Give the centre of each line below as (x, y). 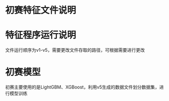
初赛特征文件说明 (41, 10)
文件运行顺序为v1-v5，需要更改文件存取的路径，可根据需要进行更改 (75, 50)
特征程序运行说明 (41, 35)
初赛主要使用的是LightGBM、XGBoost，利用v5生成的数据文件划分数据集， (82, 87)
